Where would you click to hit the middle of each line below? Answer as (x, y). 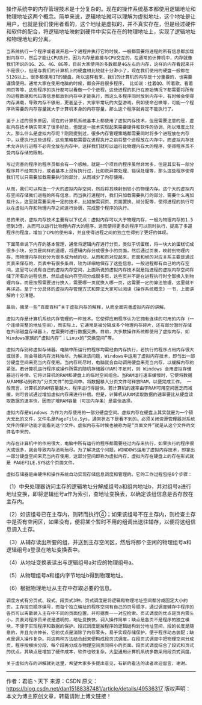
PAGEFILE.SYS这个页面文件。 (45, 463)
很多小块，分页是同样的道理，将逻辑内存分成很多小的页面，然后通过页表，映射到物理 (96, 251)
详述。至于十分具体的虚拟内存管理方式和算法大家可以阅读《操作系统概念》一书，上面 (100, 289)
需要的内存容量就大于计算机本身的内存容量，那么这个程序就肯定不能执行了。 (95, 109)
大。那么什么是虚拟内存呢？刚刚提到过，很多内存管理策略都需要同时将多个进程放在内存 (98, 134)
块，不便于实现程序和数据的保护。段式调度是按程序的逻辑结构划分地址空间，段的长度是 (98, 626)
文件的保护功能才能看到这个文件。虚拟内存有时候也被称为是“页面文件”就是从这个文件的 (98, 425)
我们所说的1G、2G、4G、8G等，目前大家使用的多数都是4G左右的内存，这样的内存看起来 (98, 64)
